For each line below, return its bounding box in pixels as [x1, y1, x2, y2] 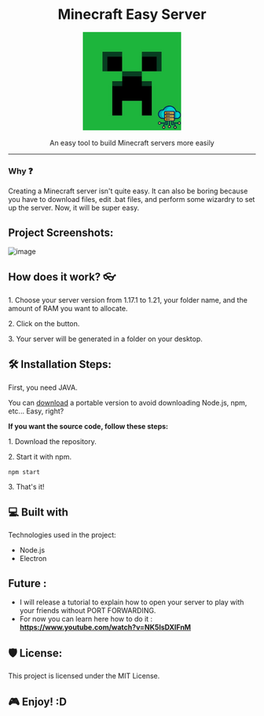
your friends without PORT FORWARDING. [19, 606, 156, 615]
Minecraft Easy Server [57, 6, 207, 24]
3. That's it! [8, 482, 45, 491]
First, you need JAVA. [8, 383, 78, 392]
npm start [8, 468, 41, 476]
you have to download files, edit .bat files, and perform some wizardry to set [8, 195, 255, 204]
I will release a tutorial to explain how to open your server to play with [19, 597, 244, 607]
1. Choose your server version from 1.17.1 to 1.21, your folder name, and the [8, 295, 247, 304]
